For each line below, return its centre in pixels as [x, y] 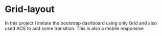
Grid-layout [30, 9]
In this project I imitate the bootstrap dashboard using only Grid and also [81, 23]
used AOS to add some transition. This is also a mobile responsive [74, 28]
